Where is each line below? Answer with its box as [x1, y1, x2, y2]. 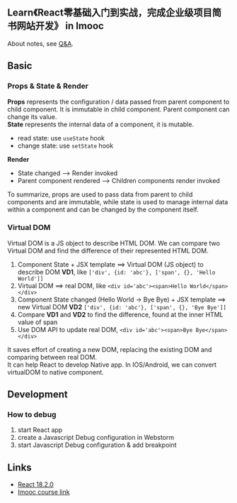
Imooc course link [17, 488, 70, 497]
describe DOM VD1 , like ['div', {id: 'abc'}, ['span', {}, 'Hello [17, 267, 216, 276]
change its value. [7, 112, 57, 121]
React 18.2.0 [17, 480, 54, 489]
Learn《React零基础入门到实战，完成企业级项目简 [7, 6, 221, 19]
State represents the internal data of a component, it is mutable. [7, 120, 195, 128]
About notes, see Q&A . [7, 39, 74, 48]
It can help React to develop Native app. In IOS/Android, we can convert [7, 360, 217, 369]
